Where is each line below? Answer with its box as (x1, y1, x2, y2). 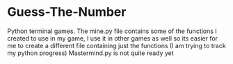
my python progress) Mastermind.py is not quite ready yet (7, 49, 174, 57)
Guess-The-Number (7, 4, 127, 20)
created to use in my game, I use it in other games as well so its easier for (7, 34, 218, 42)
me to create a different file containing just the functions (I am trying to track (7, 41, 226, 50)
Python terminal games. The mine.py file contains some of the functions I (7, 27, 217, 35)
